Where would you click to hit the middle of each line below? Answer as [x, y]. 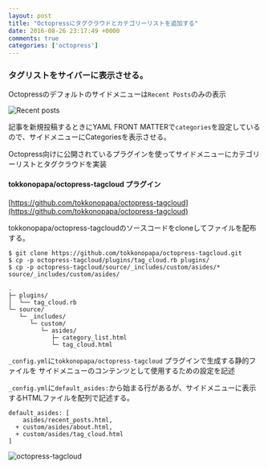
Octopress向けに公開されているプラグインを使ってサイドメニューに [120, 154]
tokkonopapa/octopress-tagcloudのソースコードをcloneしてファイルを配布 [132, 228]
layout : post [30, 16]
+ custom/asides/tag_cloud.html [70, 434]
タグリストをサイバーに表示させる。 [78, 76]
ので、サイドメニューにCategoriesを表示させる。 [89, 137]
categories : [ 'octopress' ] [53, 46]
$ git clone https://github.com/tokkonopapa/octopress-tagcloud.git [125, 253]
